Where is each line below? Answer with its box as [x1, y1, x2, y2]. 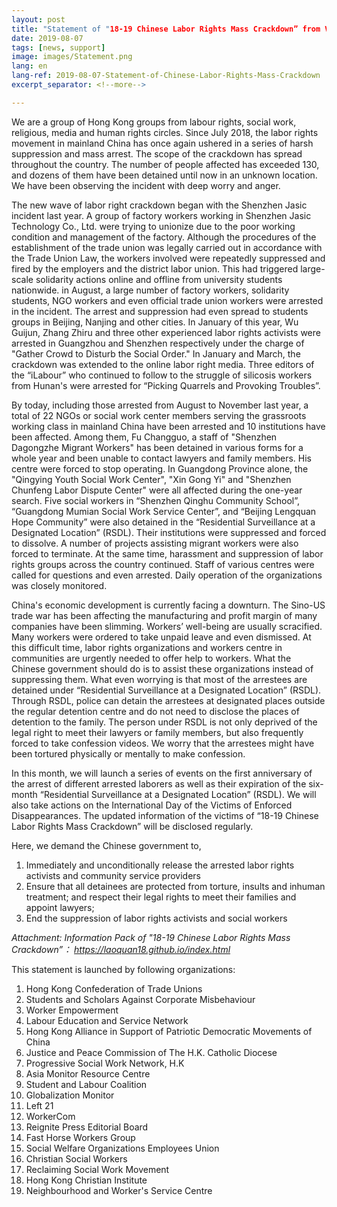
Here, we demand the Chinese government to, [11, 839, 202, 851]
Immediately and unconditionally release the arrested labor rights [25, 859, 295, 871]
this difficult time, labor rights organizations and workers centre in [11, 641, 283, 653]
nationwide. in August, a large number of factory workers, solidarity [11, 284, 290, 296]
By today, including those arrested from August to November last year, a [11, 399, 309, 411]
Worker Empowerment [25, 1004, 119, 1016]
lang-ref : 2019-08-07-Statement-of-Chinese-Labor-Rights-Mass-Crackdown [11, 71, 321, 81]
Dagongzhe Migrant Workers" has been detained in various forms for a [11, 441, 304, 453]
